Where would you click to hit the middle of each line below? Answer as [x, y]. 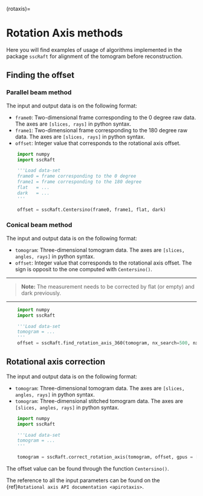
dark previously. [41, 293]
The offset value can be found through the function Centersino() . [88, 469]
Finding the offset [40, 75]
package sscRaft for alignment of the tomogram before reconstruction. [95, 56]
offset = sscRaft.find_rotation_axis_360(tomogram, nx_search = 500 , [104, 343]
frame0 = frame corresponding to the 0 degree [77, 176]
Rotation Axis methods [65, 33]
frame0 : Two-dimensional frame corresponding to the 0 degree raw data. [105, 117]
